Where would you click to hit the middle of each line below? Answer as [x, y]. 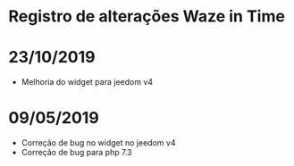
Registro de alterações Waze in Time [147, 17]
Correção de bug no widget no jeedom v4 [98, 143]
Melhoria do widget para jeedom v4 [87, 82]
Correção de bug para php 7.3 [76, 153]
